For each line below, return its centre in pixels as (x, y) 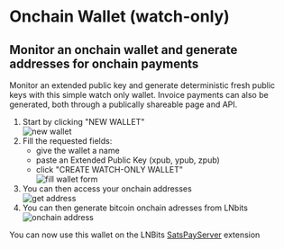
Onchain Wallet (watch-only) (119, 17)
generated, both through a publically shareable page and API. (124, 104)
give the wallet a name (78, 151)
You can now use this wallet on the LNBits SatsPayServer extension (135, 235)
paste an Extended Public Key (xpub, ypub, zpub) (128, 160)
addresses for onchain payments (104, 63)
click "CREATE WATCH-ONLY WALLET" (109, 169)
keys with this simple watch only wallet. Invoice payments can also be (139, 95)
